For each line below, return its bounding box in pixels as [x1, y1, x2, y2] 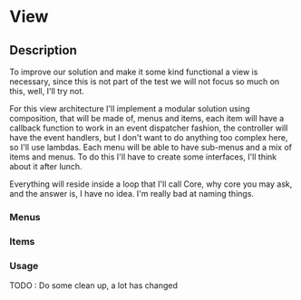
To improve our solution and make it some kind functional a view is [9, 66, 258, 77]
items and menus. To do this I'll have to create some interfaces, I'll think [9, 151, 277, 162]
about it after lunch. [9, 161, 83, 171]
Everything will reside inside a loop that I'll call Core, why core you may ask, [9, 179, 293, 189]
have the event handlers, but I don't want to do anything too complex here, [9, 132, 288, 142]
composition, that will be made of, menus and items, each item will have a [9, 113, 285, 123]
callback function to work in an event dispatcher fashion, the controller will [9, 122, 288, 133]
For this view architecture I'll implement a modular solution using [9, 103, 250, 114]
